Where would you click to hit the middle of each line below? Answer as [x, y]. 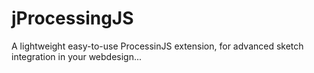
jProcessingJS [72, 18]
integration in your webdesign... [77, 56]
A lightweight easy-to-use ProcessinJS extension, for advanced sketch [157, 46]
